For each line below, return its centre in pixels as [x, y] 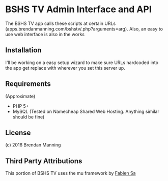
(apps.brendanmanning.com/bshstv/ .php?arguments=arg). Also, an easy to [84, 28]
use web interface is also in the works [45, 34]
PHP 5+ [21, 106]
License [18, 132]
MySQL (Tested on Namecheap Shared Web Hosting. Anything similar [86, 111]
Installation [23, 50]
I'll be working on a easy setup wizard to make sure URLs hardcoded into [82, 63]
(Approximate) [20, 96]
